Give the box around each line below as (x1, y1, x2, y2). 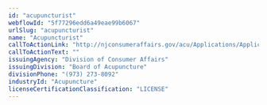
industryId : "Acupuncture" (8, 77, 98, 85)
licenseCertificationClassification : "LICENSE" (8, 84, 169, 93)
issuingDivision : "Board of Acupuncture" (8, 63, 148, 71)
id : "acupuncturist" (8, 11, 77, 20)
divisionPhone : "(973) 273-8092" (8, 70, 119, 78)
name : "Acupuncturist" (8, 33, 83, 42)
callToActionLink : (8, 41, 69, 49)
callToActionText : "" (8, 48, 80, 56)
